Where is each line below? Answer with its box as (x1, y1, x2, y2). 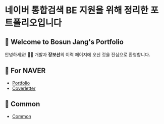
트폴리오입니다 (5, 17, 62, 29)
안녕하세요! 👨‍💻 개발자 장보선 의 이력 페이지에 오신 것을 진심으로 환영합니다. (5, 51, 151, 57)
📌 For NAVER (5, 67, 46, 75)
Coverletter (12, 85, 36, 91)
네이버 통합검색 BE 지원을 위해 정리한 (5, 5, 149, 16)
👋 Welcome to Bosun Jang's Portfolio (5, 37, 124, 46)
